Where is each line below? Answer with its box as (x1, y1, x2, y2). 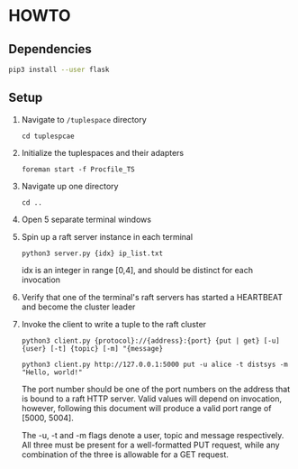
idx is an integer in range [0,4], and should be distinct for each (21, 264, 254, 275)
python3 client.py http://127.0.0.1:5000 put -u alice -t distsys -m (21, 360, 289, 369)
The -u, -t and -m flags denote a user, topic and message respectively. (21, 429, 284, 440)
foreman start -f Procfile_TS (21, 164, 136, 174)
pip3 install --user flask (8, 65, 110, 74)
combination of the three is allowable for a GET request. (21, 448, 229, 460)
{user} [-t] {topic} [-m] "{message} (21, 344, 164, 353)
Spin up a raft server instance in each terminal (21, 231, 194, 242)
